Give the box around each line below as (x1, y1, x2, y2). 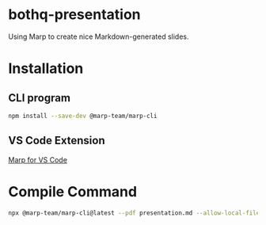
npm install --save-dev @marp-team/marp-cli (8, 112, 158, 120)
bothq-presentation (8, 6, 141, 24)
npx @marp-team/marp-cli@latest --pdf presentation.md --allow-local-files (8, 208, 264, 217)
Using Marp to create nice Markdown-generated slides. (8, 32, 189, 41)
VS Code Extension (8, 134, 105, 147)
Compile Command (8, 182, 137, 200)
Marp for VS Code (8, 154, 67, 164)
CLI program (8, 91, 71, 105)
